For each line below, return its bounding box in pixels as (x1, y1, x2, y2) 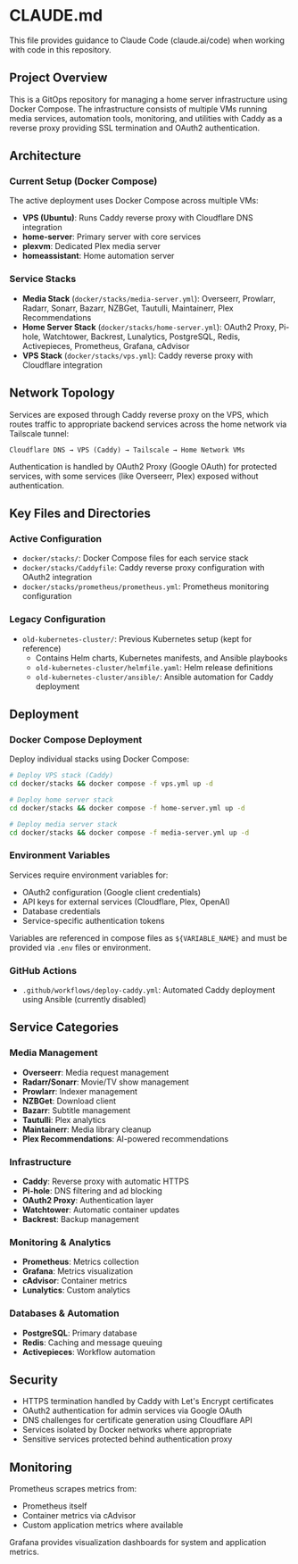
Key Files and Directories (9, 505, 152, 520)
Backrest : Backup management (21, 1214, 139, 1225)
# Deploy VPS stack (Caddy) (9, 771, 114, 780)
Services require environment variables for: (9, 869, 169, 880)
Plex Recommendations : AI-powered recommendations (21, 1133, 229, 1144)
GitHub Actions (9, 964, 78, 977)
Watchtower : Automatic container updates (21, 1204, 180, 1215)
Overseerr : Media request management (21, 1067, 170, 1077)
